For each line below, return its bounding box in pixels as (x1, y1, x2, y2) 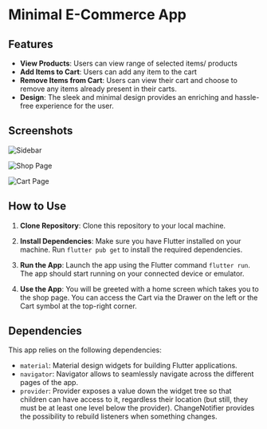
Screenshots (8, 124, 73, 137)
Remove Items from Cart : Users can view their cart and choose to (19, 76, 238, 85)
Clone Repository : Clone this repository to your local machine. (19, 220, 226, 230)
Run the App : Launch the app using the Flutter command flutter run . (19, 260, 251, 269)
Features (8, 38, 53, 51)
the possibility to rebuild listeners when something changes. (19, 411, 218, 421)
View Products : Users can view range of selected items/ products (19, 58, 238, 68)
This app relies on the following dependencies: (8, 345, 162, 355)
